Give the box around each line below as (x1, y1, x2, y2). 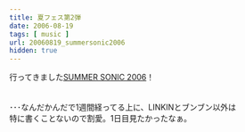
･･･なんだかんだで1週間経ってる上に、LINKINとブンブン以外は (9, 102, 237, 112)
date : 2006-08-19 (9, 21, 74, 30)
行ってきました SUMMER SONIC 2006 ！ (9, 72, 154, 83)
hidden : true (9, 46, 58, 55)
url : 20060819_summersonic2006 (9, 37, 126, 47)
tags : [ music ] (9, 29, 69, 38)
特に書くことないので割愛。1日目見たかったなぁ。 (9, 113, 192, 124)
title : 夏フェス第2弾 (9, 12, 82, 22)
